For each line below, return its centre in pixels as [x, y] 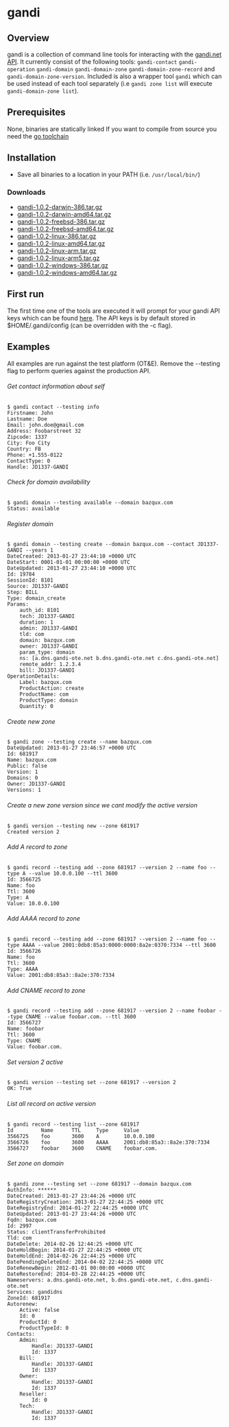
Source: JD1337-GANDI [38, 587]
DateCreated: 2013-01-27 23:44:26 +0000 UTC [72, 1196]
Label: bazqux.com [46, 683]
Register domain [30, 523]
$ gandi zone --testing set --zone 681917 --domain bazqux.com [99, 1184]
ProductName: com [44, 694]
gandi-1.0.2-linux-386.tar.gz [57, 236]
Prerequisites [36, 112]
